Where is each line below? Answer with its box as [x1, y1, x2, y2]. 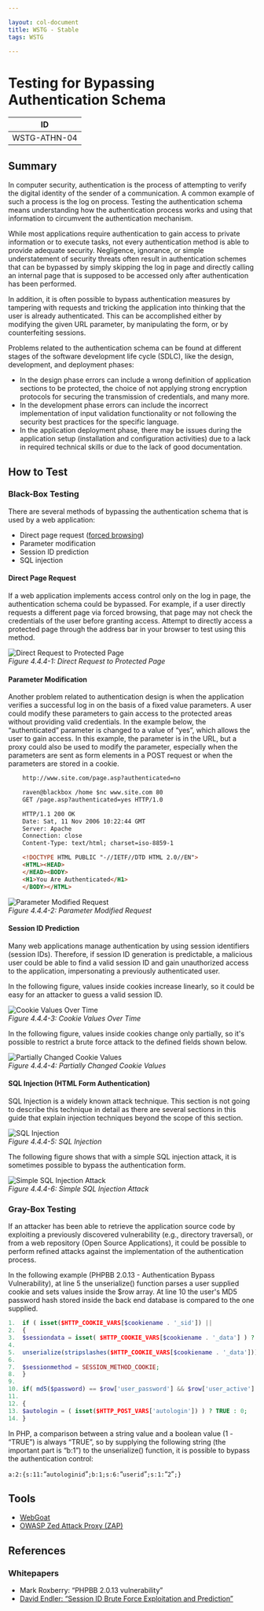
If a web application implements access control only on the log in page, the [8, 591, 251, 601]
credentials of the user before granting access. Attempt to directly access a [8, 616, 253, 626]
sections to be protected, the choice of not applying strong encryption [19, 384, 247, 393]
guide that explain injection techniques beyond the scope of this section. [8, 1113, 244, 1122]
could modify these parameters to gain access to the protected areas [8, 709, 233, 718]
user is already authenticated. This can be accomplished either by [8, 311, 222, 321]
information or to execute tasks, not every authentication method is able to [8, 237, 250, 247]
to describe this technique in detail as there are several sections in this [8, 1105, 236, 1114]
